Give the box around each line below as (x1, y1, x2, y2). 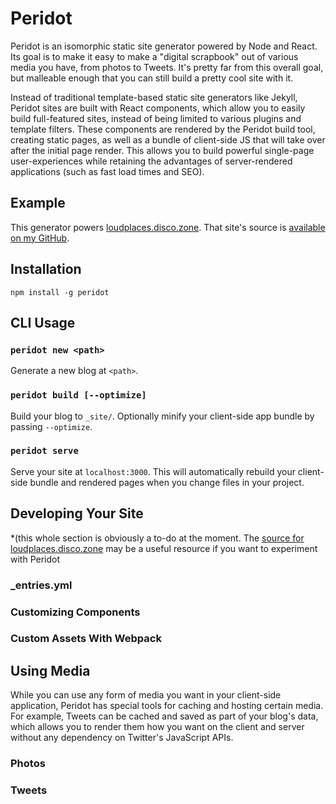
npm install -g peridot (10, 287, 110, 297)
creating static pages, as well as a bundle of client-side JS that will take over (10, 133, 326, 146)
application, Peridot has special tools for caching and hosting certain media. (10, 700, 324, 712)
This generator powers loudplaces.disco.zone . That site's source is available (10, 221, 326, 233)
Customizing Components (10, 605, 141, 619)
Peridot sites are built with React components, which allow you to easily (10, 102, 306, 114)
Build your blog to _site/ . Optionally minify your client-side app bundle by (10, 410, 315, 422)
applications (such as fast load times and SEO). (10, 165, 205, 177)
